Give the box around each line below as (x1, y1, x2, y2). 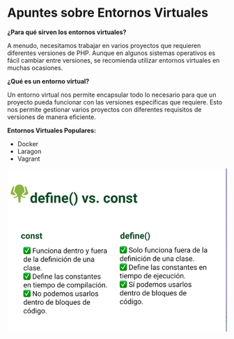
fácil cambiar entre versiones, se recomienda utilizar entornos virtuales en (7, 56, 220, 64)
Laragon (17, 147, 42, 155)
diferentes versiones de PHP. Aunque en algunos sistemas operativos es (7, 49, 216, 57)
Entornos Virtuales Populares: (7, 126, 96, 134)
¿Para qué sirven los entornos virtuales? (7, 28, 127, 36)
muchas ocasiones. (7, 63, 63, 72)
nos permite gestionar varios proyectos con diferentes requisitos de (7, 105, 202, 113)
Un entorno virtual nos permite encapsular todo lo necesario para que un (7, 90, 217, 99)
